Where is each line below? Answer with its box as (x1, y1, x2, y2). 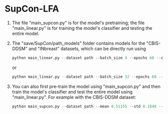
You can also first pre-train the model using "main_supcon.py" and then (12, 83, 161, 89)
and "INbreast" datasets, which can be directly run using (29, 45, 146, 51)
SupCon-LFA (5, 3, 59, 15)
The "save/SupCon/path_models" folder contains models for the (12, 40, 145, 46)
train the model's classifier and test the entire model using (12, 89, 133, 95)
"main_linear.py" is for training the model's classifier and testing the (12, 25, 152, 31)
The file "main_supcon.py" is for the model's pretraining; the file (12, 20, 145, 26)
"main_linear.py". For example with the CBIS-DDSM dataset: (12, 94, 136, 100)
